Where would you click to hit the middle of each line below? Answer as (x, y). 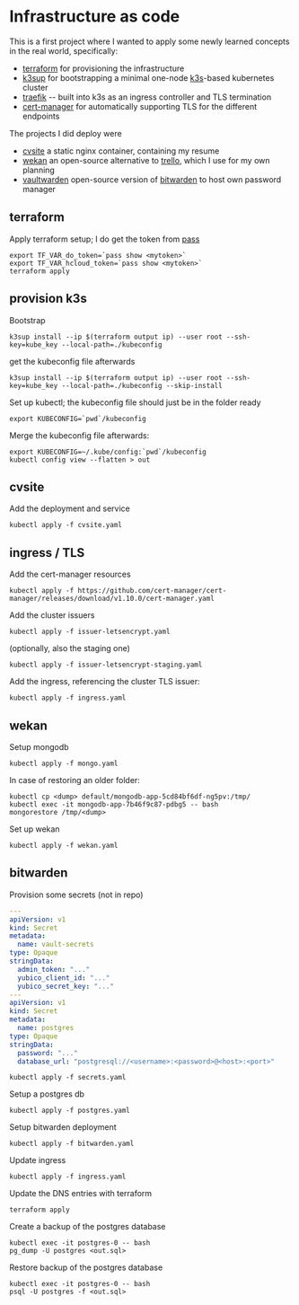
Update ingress (38, 1160)
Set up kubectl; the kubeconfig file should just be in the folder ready (136, 402)
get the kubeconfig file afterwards (72, 361)
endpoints (41, 116)
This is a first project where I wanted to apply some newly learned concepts (149, 41)
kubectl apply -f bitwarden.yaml (72, 1144)
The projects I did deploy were (66, 133)
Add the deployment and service (70, 508)
